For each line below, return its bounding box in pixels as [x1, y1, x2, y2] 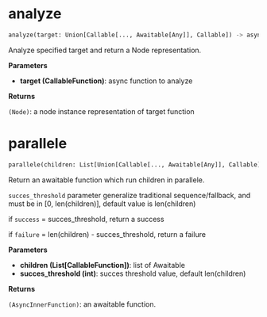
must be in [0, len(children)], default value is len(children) [8, 199, 196, 208]
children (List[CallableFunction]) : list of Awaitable [19, 260, 185, 269]
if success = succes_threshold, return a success [8, 214, 164, 223]
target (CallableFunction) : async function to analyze [19, 76, 193, 86]
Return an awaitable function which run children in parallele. [8, 175, 205, 185]
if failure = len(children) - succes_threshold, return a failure [8, 229, 207, 239]
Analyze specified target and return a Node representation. [8, 45, 202, 55]
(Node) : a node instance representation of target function [8, 106, 195, 116]
